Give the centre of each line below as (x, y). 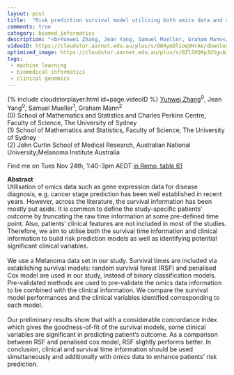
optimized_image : (32, 53)
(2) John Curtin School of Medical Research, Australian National (99, 145)
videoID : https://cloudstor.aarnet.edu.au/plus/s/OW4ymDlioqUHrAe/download (119, 46)
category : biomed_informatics (51, 33)
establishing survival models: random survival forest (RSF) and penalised (112, 268)
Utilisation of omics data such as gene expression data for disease (103, 186)
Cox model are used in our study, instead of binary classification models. (112, 275)
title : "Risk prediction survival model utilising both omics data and (115, 20)
